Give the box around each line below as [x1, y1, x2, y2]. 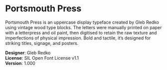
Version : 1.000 [5, 60, 36, 66]
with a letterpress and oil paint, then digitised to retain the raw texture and [5, 30, 157, 35]
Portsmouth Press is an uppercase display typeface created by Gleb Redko [5, 19, 160, 25]
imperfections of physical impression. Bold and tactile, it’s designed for [5, 35, 151, 41]
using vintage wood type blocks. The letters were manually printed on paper [5, 24, 162, 30]
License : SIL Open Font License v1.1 [5, 55, 79, 61]
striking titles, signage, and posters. [5, 40, 79, 46]
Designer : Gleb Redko [5, 50, 51, 56]
